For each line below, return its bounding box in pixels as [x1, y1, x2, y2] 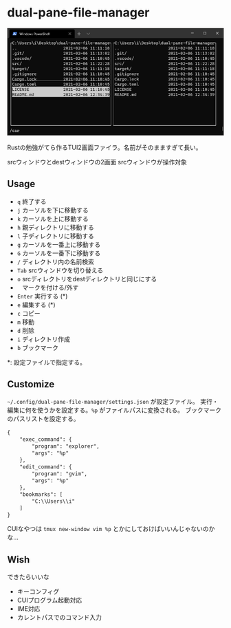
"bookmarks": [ [19, 491, 63, 498]
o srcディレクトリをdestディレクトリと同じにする [16, 274, 157, 283]
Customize [7, 378, 55, 390]
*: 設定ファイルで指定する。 [7, 358, 86, 366]
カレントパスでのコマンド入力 [16, 614, 102, 622]
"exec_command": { [19, 436, 72, 443]
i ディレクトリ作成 [16, 335, 70, 343]
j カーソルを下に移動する [16, 206, 89, 214]
